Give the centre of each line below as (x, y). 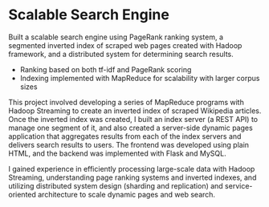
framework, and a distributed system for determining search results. (121, 54)
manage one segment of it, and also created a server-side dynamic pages (130, 128)
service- (238, 185)
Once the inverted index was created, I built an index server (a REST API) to (133, 119)
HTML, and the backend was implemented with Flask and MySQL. (117, 153)
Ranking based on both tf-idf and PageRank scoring (106, 69)
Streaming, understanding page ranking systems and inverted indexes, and (132, 177)
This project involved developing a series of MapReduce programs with (126, 102)
